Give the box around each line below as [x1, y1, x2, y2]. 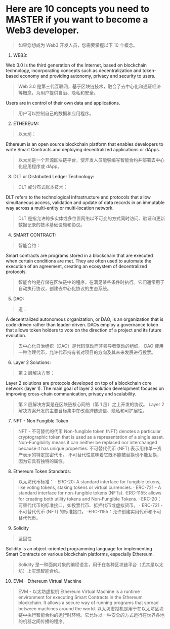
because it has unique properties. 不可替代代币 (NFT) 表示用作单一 [18, 445, 157, 451]
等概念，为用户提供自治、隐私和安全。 [18, 89, 98, 95]
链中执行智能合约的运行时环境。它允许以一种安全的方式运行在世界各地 [18, 612, 165, 618]
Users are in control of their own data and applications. [6, 100, 120, 106]
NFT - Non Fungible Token [13, 417, 69, 424]
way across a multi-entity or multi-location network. [6, 205, 114, 211]
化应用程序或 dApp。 [18, 163, 62, 169]
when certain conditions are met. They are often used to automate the [6, 257, 152, 264]
